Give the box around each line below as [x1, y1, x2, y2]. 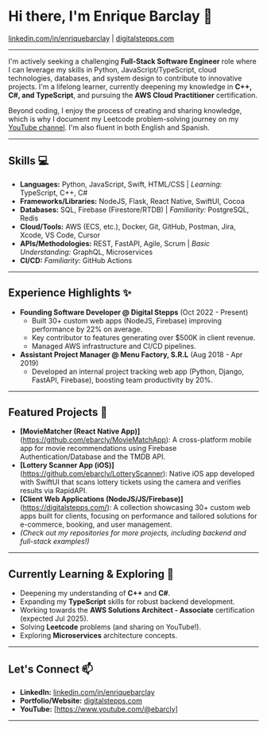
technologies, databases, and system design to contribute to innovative [8, 73, 242, 83]
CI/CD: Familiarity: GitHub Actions [19, 255, 133, 265]
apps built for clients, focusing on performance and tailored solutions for [19, 511, 257, 521]
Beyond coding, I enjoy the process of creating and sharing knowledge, [8, 105, 242, 115]
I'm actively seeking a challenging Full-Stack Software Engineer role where [8, 56, 257, 66]
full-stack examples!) [19, 537, 90, 547]
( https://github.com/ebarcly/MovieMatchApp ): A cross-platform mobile [19, 435, 252, 445]
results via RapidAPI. [19, 486, 87, 496]
